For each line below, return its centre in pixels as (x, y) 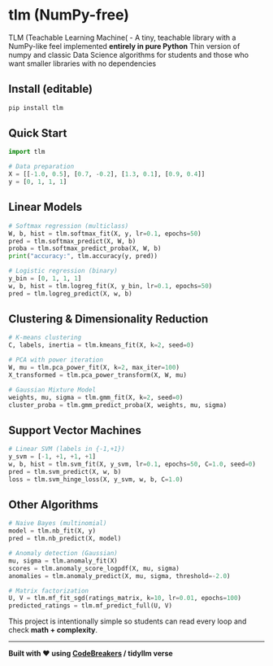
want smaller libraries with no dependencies (82, 64)
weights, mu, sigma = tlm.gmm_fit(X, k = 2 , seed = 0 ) (96, 397)
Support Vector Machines (75, 430)
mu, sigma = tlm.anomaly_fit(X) (63, 561)
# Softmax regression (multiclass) (69, 226)
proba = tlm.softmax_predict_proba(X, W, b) (85, 249)
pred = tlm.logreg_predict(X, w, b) (70, 294)
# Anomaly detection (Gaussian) (63, 554)
